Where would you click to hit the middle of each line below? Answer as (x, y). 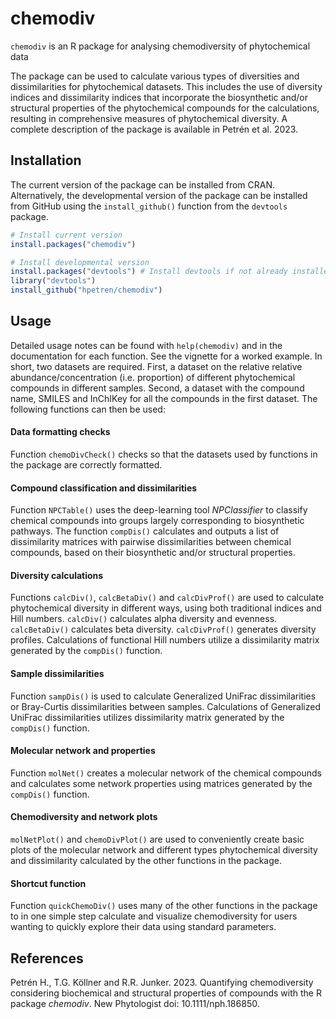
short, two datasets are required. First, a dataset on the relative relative (156, 366)
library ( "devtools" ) (53, 281)
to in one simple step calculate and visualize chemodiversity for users (154, 916)
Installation (46, 160)
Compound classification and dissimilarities (104, 488)
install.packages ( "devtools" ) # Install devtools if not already (149, 272)
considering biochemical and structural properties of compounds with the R (166, 993)
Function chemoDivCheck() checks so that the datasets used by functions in (164, 454)
